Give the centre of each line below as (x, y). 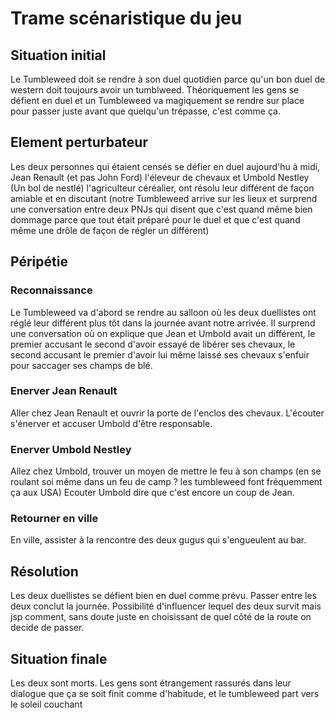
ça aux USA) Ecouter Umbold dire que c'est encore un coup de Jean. (152, 493)
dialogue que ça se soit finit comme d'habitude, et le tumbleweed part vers (165, 694)
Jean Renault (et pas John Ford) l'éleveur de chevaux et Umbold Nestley (160, 177)
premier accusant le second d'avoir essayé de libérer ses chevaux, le (153, 344)
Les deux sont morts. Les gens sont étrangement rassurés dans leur (151, 683)
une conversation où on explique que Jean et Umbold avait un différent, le (163, 333)
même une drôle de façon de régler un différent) (110, 230)
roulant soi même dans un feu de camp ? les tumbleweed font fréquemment (166, 482)
